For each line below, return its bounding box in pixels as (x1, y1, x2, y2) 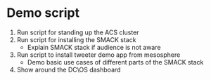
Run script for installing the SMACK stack (16, 35, 136, 44)
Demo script (6, 5, 80, 21)
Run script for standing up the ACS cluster (16, 28, 139, 36)
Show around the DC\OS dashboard (16, 65, 121, 74)
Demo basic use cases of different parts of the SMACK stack (27, 58, 204, 66)
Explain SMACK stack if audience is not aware (27, 43, 161, 51)
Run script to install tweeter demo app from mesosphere (16, 51, 181, 59)
